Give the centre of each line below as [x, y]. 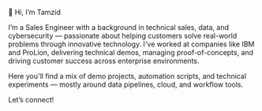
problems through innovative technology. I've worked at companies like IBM [131, 44]
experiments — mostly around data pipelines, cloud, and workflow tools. [125, 84]
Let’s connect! [31, 100]
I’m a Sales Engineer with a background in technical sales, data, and [119, 27]
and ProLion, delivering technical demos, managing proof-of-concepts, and [131, 52]
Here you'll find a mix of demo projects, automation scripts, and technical [127, 76]
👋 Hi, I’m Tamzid [35, 12]
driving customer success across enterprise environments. [104, 61]
